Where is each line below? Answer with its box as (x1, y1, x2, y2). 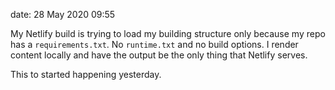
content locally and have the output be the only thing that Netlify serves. (10, 49, 308, 61)
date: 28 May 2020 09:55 (10, 9, 116, 20)
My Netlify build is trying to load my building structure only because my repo (10, 28, 326, 39)
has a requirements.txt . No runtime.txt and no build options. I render (10, 39, 299, 50)
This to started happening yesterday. (10, 69, 162, 80)
